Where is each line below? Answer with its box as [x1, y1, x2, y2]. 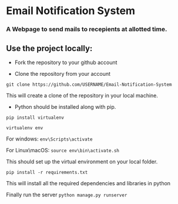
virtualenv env [6, 125, 43, 131]
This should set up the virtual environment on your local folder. [6, 158, 158, 165]
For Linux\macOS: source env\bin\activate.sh [6, 146, 119, 153]
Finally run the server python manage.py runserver [6, 191, 127, 198]
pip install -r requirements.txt [6, 169, 88, 175]
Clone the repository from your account [14, 70, 110, 77]
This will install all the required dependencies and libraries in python [6, 179, 171, 186]
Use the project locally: [6, 43, 93, 53]
